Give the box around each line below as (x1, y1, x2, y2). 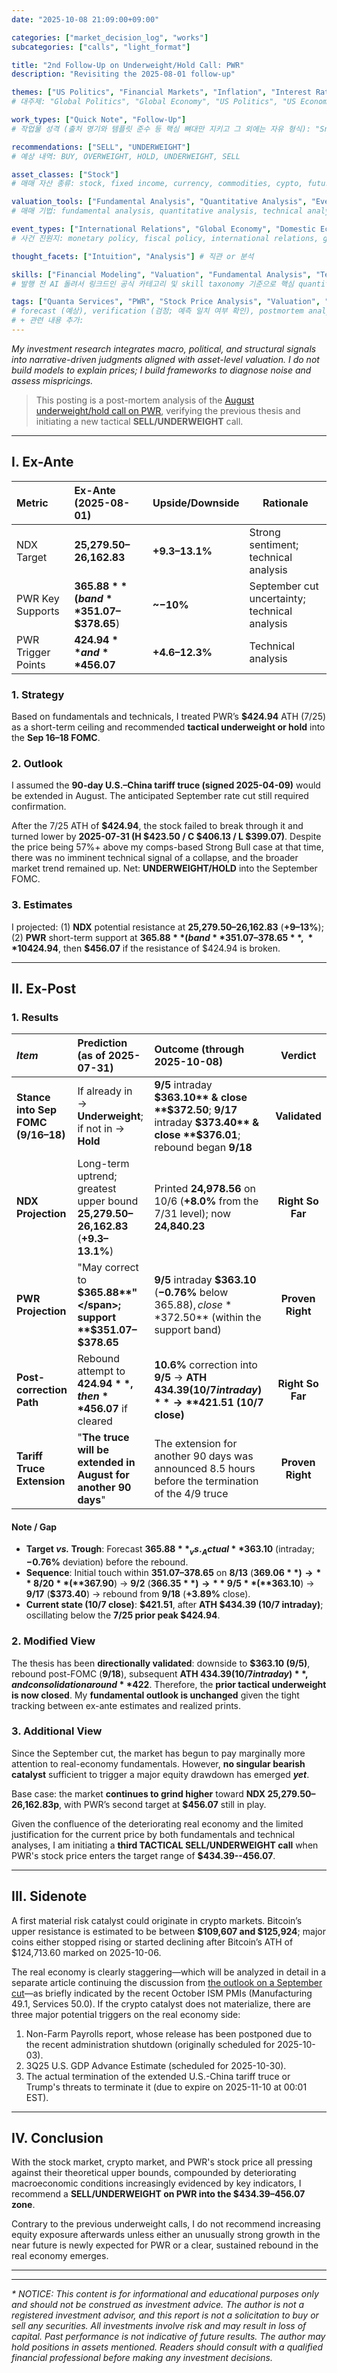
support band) (154, 1323, 222, 1337)
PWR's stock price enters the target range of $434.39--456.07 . (11, 1849, 276, 1861)
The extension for (154, 1437, 238, 1451)
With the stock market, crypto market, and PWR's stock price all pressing (11, 2156, 313, 2168)
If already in (77, 1084, 133, 1098)
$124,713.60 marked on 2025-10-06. (11, 1946, 162, 1958)
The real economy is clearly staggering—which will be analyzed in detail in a (11, 1966, 327, 1978)
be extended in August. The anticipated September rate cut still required (11, 790, 309, 802)
